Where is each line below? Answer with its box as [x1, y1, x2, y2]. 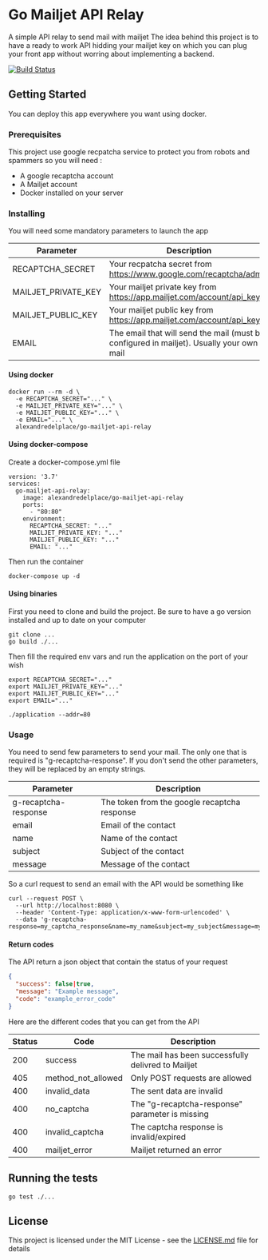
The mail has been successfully [130, 1049, 249, 1060]
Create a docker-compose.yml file [8, 457, 121, 467]
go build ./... [8, 637, 59, 645]
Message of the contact [100, 859, 190, 870]
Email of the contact [100, 819, 176, 831]
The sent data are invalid [130, 1085, 223, 1096]
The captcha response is [130, 1121, 223, 1132]
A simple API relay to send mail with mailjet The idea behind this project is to [8, 32, 259, 42]
